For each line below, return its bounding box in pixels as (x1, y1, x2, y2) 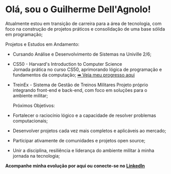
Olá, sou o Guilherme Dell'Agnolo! (5, 4, 151, 15)
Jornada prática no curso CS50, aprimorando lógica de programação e (12, 66, 162, 72)
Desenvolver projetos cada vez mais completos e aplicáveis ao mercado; (12, 128, 166, 134)
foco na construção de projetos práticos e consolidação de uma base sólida (5, 26, 165, 32)
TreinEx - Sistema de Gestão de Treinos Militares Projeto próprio (12, 82, 149, 88)
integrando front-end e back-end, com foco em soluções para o (12, 87, 148, 93)
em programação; (5, 31, 43, 37)
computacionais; (12, 117, 48, 123)
